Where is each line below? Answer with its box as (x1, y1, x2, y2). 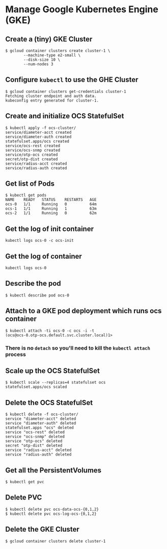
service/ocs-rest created (5, 143, 60, 148)
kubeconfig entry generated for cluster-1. (5, 98, 99, 103)
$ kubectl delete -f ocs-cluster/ (5, 412, 79, 417)
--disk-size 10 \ (23, 57, 60, 62)
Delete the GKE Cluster (5, 525, 80, 534)
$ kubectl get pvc (5, 480, 44, 485)
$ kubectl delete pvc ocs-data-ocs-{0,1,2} (5, 507, 99, 512)
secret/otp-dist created (5, 157, 58, 162)
